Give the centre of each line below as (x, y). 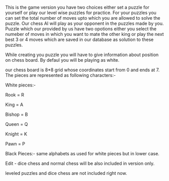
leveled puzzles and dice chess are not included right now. (66, 173)
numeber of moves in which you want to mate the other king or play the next (84, 34)
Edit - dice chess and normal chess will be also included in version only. (80, 163)
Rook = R (15, 95)
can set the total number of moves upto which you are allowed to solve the (83, 18)
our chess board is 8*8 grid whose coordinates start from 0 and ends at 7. (82, 70)
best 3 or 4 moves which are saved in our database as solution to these (79, 39)
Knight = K (16, 134)
